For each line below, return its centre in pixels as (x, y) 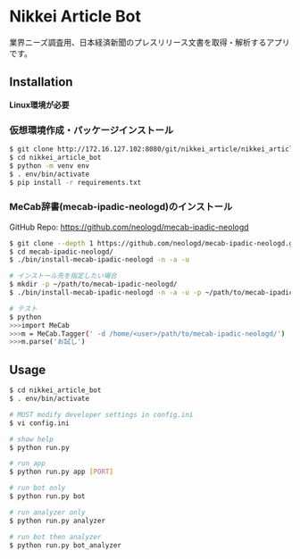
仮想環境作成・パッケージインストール (92, 129)
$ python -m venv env (50, 166)
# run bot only (37, 488)
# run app (28, 463)
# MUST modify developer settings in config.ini (101, 414)
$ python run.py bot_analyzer (66, 545)
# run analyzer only (48, 512)
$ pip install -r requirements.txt (75, 182)
